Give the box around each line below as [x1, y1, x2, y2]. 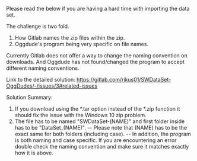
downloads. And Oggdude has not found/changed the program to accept [6, 59, 185, 65]
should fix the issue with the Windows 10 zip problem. [14, 112, 147, 118]
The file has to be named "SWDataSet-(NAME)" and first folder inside [14, 118, 185, 125]
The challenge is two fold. [6, 23, 69, 30]
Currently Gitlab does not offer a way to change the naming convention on [6, 52, 188, 59]
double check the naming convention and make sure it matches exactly [14, 143, 189, 150]
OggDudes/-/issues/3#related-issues [6, 82, 98, 89]
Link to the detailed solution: [6, 76, 75, 83]
